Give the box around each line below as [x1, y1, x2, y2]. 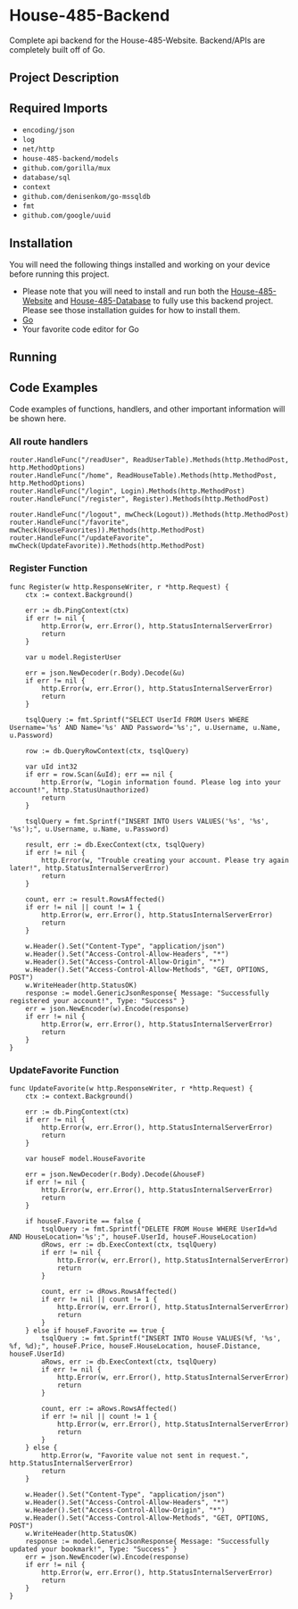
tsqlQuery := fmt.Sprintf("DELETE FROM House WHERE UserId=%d [41, 1224, 277, 1234]
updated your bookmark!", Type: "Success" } [9, 1545, 178, 1554]
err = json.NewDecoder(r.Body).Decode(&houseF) [25, 1170, 205, 1179]
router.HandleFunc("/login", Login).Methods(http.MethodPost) [9, 487, 245, 496]
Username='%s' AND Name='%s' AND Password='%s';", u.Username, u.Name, [9, 723, 281, 732]
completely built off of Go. [9, 44, 105, 54]
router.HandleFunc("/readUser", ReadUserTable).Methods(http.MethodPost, [9, 456, 290, 465]
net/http [21, 145, 55, 154]
